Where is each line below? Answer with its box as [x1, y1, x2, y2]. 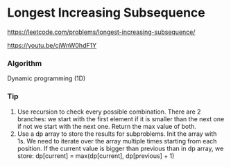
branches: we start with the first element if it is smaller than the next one [17, 114, 225, 123]
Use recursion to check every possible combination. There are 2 [17, 107, 201, 116]
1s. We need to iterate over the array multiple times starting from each [17, 137, 217, 145]
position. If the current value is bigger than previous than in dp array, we [17, 144, 224, 152]
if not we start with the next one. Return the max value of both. [17, 122, 196, 130]
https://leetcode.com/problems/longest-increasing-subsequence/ [7, 28, 196, 36]
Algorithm [7, 58, 42, 68]
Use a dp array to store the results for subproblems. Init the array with [17, 130, 217, 138]
